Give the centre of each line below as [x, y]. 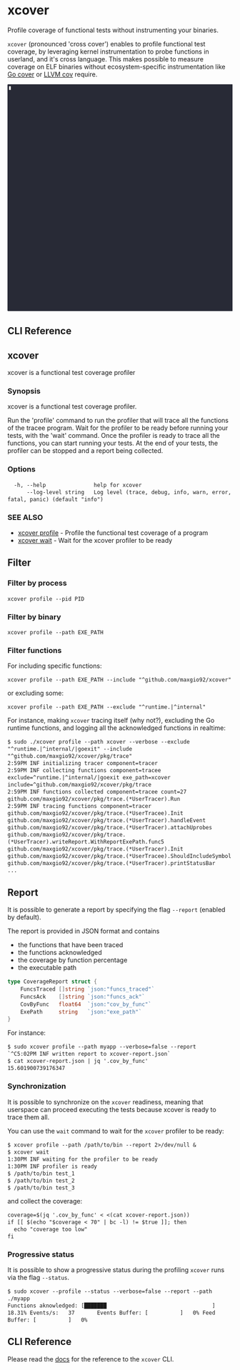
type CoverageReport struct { [52, 982]
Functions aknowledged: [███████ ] [111, 1306]
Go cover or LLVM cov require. [52, 74]
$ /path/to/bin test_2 [41, 1181]
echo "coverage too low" [51, 1229]
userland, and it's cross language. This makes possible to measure [105, 59]
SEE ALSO [25, 517]
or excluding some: [36, 693]
